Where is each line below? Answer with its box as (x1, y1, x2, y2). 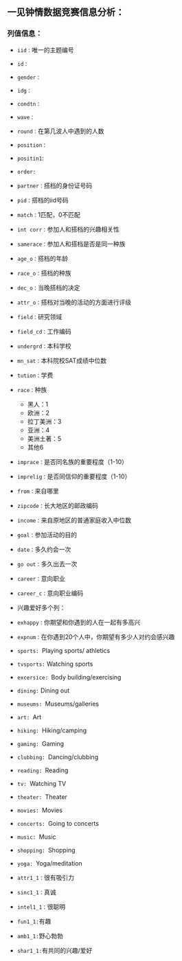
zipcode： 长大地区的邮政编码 (16, 501, 98, 509)
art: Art (16, 713, 42, 721)
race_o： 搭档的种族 (16, 268, 71, 277)
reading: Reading (16, 766, 69, 774)
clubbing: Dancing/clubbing (16, 752, 98, 761)
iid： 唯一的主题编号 (16, 45, 74, 54)
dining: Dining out (16, 686, 70, 695)
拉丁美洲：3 (27, 417, 62, 426)
